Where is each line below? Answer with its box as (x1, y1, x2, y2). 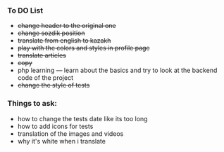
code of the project (17, 74, 74, 82)
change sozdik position (17, 29, 85, 37)
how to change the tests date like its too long (17, 114, 148, 123)
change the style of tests (17, 81, 90, 90)
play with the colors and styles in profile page (17, 44, 150, 53)
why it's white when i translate (17, 137, 106, 145)
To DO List (7, 6, 44, 15)
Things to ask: (7, 99, 58, 109)
